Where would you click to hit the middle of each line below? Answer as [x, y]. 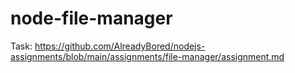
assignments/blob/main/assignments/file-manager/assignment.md [147, 56]
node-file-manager [91, 18]
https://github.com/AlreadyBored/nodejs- [120, 46]
